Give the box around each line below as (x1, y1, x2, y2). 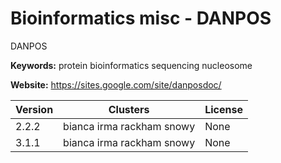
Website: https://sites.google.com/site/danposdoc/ (10, 78, 222, 91)
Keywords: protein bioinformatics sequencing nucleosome (10, 59, 253, 71)
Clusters (108, 102, 150, 116)
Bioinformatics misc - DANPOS (10, 7, 272, 30)
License (204, 102, 243, 116)
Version (15, 102, 54, 116)
